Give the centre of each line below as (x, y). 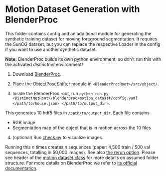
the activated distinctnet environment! (44, 64)
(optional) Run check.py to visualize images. (58, 137)
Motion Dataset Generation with (73, 9)
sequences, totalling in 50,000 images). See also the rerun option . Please (80, 152)
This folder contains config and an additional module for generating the (78, 33)
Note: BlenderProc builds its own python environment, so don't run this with (83, 59)
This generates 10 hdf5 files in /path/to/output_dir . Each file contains (77, 113)
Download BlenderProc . (37, 74)
